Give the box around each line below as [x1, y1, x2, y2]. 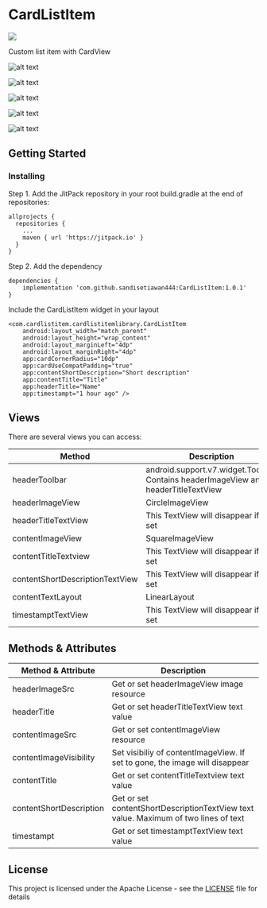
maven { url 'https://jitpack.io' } [22, 233, 145, 242]
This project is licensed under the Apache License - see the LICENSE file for [8, 884, 258, 894]
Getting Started [8, 147, 87, 161]
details [8, 892, 30, 902]
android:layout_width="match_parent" [22, 327, 148, 335]
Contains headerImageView [145, 475, 249, 486]
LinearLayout [145, 592, 195, 603]
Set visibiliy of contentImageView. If [111, 747, 246, 759]
